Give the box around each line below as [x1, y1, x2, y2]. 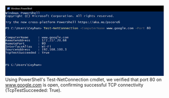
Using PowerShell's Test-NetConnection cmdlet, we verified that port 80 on [5, 76, 162, 83]
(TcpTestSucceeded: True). [5, 87, 62, 93]
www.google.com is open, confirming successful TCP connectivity [5, 82, 143, 88]
